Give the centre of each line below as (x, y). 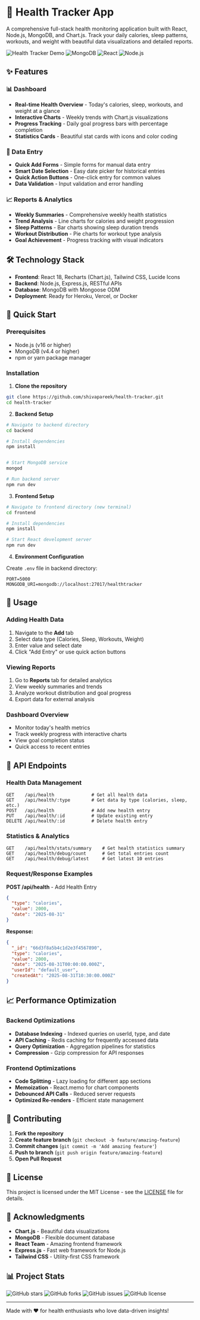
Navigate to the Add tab (44, 633)
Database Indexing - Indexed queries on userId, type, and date (93, 1033)
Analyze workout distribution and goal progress (73, 693)
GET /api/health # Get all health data (77, 795)
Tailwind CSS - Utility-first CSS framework (67, 1257)
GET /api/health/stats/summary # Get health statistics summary (96, 848)
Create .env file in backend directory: (52, 568)
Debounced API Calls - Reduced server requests (75, 1094)
